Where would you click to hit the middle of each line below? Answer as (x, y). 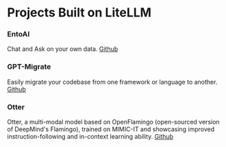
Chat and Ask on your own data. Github (63, 49)
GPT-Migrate (29, 67)
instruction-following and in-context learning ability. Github (90, 137)
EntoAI (18, 34)
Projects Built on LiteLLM (79, 13)
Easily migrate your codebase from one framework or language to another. (112, 82)
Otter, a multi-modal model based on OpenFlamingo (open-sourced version (114, 122)
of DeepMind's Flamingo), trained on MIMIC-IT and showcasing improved (111, 129)
